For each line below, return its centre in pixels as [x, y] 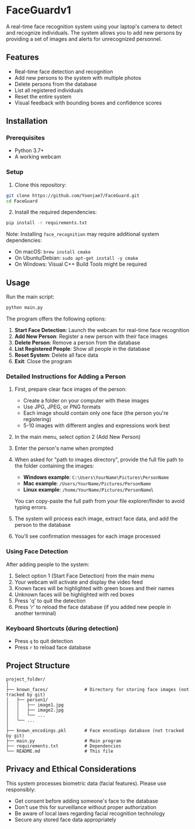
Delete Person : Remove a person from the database [77, 343]
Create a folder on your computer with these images [86, 401]
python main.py [25, 308]
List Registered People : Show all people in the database [82, 349]
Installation [27, 121]
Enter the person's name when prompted [64, 448]
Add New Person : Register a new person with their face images [91, 336]
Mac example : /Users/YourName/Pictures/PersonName [87, 483]
